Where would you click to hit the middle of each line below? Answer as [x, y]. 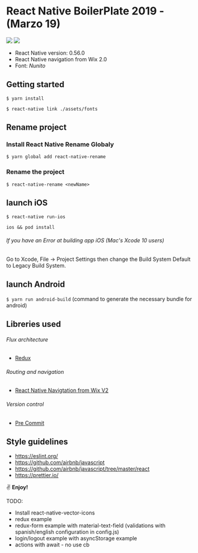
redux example [33, 519]
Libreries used [34, 324]
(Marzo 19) [34, 24]
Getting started [35, 84]
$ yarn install [25, 98]
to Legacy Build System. [36, 265]
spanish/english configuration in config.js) [67, 532]
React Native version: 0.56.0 [50, 53]
